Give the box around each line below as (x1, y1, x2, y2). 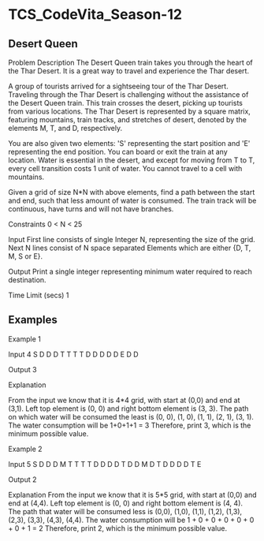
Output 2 (8, 475, 37, 484)
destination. (8, 275, 46, 285)
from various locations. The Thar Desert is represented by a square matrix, (8, 106, 251, 116)
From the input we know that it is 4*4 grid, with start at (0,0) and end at (8, 395, 240, 405)
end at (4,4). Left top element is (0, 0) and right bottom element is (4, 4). (8, 498, 243, 508)
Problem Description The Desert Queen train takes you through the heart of (8, 58, 254, 67)
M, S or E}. (8, 252, 43, 261)
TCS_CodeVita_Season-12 (8, 6, 183, 24)
